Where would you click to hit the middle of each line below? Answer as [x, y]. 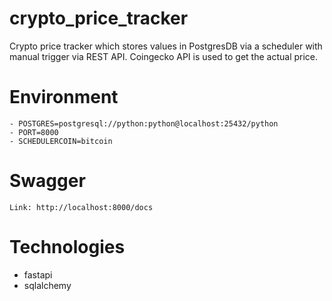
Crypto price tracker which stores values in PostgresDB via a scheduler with [166, 46]
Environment [64, 97]
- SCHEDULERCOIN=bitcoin [61, 141]
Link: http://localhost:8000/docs [81, 207]
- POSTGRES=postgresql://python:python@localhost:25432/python [144, 123]
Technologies [67, 247]
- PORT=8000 [34, 132]
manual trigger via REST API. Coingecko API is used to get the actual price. [164, 56]
